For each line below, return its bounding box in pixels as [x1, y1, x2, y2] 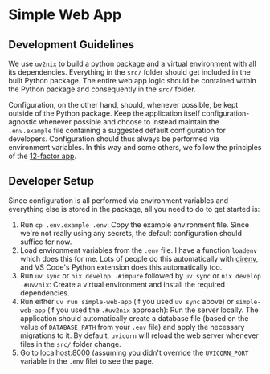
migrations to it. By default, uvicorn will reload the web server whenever [19, 331, 259, 340]
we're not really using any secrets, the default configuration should [19, 228, 243, 238]
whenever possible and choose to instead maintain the [39, 117, 219, 126]
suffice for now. [19, 237, 72, 246]
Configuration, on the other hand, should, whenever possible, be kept [8, 100, 239, 109]
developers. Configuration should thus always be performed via [8, 134, 219, 144]
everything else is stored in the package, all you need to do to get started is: [8, 204, 260, 213]
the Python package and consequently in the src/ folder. [8, 84, 197, 94]
